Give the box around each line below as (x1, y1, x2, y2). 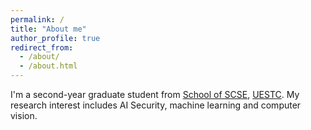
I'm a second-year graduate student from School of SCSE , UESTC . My (10, 89, 300, 100)
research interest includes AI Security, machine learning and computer (10, 99, 302, 111)
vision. (10, 110, 38, 121)
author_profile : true (10, 33, 101, 43)
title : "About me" (10, 24, 87, 34)
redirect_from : (10, 42, 74, 53)
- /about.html (19, 61, 78, 71)
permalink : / (10, 14, 65, 25)
